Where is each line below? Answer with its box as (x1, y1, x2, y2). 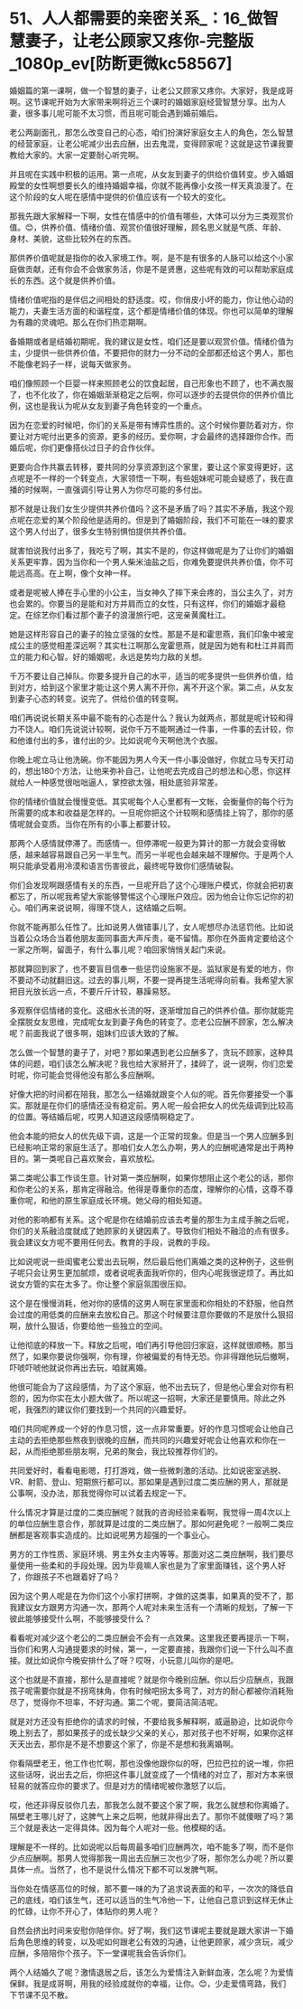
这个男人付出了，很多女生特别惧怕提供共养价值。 (9, 525, 191, 536)
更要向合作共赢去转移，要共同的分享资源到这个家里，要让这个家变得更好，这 (9, 461, 294, 472)
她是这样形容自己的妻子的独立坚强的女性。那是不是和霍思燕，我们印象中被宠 (9, 628, 294, 639)
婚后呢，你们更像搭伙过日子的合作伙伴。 (9, 442, 160, 453)
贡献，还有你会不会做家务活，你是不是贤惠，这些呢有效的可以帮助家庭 (24, 263, 286, 274)
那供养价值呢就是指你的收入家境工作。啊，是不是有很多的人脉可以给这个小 (9, 252, 286, 263)
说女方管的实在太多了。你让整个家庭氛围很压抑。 (9, 1278, 191, 1289)
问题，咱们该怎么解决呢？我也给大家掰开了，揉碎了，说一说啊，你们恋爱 (24, 1058, 294, 1069)
